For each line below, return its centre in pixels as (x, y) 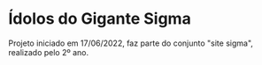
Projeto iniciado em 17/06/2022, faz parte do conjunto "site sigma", (131, 43)
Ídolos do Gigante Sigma (100, 19)
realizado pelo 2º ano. (49, 52)
